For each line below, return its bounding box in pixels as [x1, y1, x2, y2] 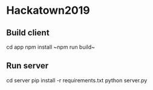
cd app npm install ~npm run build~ [6, 43, 96, 50]
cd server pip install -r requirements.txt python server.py [6, 76, 148, 84]
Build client [6, 28, 50, 38]
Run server [6, 61, 49, 71]
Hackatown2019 [6, 4, 90, 17]
